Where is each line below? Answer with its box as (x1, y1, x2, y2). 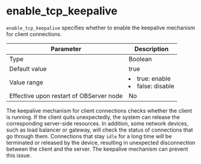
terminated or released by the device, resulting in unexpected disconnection (6, 139, 196, 146)
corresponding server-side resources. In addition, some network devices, (6, 120, 189, 127)
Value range (9, 78, 43, 87)
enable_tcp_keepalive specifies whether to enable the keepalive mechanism (6, 24, 196, 31)
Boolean (128, 55, 152, 63)
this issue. (6, 151, 32, 159)
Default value (9, 64, 47, 73)
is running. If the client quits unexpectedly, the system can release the (6, 113, 181, 121)
